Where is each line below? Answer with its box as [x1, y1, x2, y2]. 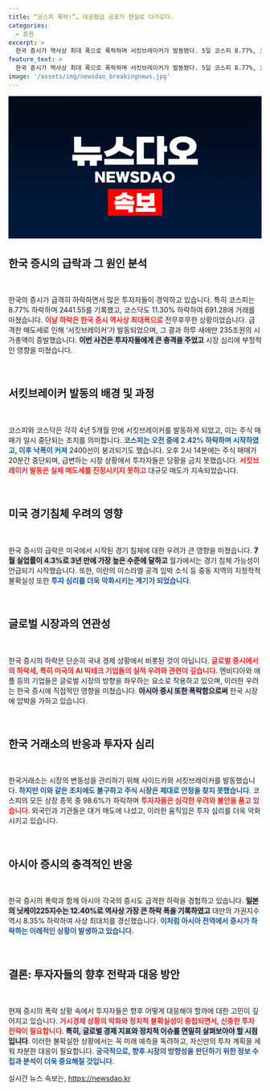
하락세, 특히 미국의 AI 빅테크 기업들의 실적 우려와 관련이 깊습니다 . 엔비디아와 [16, 665, 252, 676]
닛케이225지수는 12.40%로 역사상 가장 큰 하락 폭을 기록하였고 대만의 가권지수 [16, 906, 260, 915]
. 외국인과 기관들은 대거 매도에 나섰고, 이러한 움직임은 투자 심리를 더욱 [27, 806, 247, 816]
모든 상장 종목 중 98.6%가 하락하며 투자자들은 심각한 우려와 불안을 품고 [29, 796, 252, 805]
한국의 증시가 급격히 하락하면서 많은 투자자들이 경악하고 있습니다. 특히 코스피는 [8, 295, 256, 305]
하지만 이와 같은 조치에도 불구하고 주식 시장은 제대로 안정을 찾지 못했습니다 [18, 786, 250, 796]
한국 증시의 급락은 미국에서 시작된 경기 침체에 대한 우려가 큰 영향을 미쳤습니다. [8, 545, 253, 555]
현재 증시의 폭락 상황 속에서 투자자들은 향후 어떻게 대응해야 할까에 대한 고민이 [8, 1006, 251, 1015]
